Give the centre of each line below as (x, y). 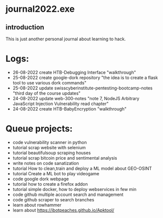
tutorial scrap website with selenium (49, 147)
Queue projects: (39, 129)
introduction (25, 27)
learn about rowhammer (37, 205)
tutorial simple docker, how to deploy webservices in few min (74, 189)
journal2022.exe (40, 9)
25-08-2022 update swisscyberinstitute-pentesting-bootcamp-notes (82, 88)
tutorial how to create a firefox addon (50, 184)
